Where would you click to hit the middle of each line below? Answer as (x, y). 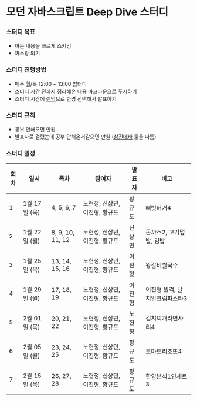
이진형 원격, (161, 290)
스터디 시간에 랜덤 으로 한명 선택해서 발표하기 (66, 98)
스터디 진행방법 (26, 70)
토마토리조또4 (164, 352)
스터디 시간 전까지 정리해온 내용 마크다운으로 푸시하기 (76, 91)
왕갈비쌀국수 (162, 266)
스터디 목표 (21, 32)
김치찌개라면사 (164, 319)
